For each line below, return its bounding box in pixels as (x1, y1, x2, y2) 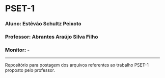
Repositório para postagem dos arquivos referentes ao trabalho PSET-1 (5, 62, 149, 68)
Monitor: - (5, 46, 30, 53)
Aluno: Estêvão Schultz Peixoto (5, 20, 82, 27)
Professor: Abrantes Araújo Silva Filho (5, 34, 98, 40)
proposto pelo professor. (5, 67, 55, 73)
